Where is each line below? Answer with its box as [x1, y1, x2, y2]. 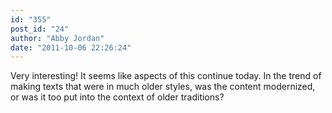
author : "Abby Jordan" [10, 33, 105, 43]
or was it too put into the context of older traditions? [10, 91, 225, 103]
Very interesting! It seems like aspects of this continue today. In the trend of [10, 70, 322, 82]
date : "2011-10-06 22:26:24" [10, 42, 132, 53]
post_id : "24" [10, 24, 70, 34]
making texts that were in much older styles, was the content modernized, [10, 81, 316, 93]
